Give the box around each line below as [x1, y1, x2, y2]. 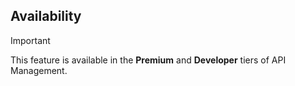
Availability [10, 8, 82, 25]
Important [10, 34, 51, 46]
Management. [10, 64, 68, 76]
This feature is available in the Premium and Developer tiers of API [10, 54, 287, 66]
